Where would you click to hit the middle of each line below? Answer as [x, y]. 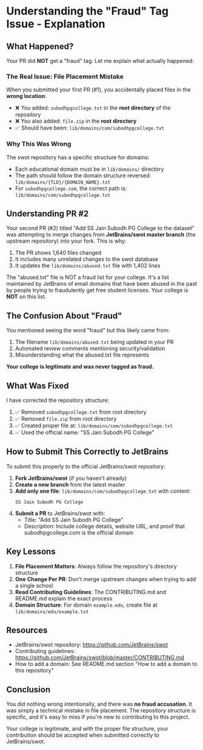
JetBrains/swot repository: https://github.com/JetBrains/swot [92, 645]
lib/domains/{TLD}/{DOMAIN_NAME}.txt [63, 182]
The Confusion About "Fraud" [64, 316]
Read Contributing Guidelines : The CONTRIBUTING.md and [91, 592]
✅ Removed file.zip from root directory [66, 419]
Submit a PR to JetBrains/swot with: [60, 513]
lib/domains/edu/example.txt [52, 612]
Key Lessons [31, 552]
